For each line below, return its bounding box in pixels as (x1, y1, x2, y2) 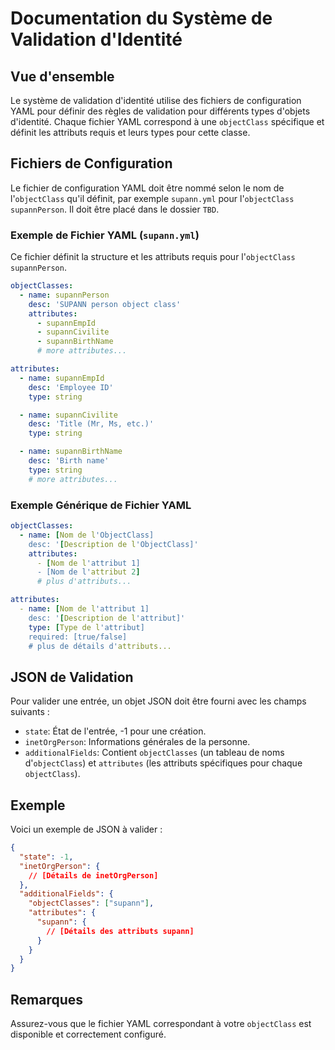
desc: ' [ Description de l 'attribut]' (28, 613, 186, 623)
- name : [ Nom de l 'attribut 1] (19, 604, 150, 614)
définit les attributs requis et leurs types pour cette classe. (10, 127, 251, 138)
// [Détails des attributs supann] (46, 926, 195, 936)
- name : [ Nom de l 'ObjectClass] (19, 530, 155, 540)
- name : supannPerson (19, 290, 110, 300)
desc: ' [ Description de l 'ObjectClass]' (28, 539, 199, 549)
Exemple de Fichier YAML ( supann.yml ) (10, 228, 200, 242)
